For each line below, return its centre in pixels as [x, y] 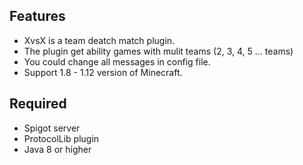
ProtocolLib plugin [61, 138]
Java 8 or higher [57, 149]
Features [37, 16]
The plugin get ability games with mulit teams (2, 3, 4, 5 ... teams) [158, 51]
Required [38, 104]
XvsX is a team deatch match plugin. [99, 40]
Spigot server [52, 128]
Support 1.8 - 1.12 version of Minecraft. [103, 72]
